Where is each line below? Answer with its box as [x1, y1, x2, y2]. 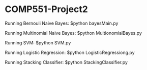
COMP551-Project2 [5, 4, 89, 15]
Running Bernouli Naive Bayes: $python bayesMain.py [5, 20, 119, 26]
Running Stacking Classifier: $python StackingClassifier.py [5, 59, 128, 65]
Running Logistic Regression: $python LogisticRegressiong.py [5, 49, 135, 55]
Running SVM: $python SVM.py [5, 39, 71, 46]
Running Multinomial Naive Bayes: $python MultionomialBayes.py [5, 30, 142, 36]
